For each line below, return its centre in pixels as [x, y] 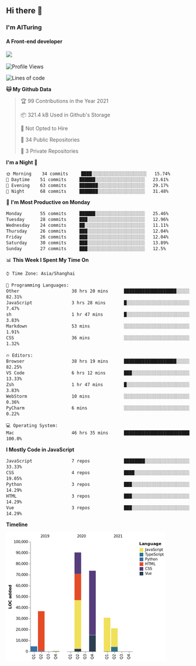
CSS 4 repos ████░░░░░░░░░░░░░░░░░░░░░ [98, 472]
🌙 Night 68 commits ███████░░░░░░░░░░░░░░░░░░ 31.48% [87, 191]
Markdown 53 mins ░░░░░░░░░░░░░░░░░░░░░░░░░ [98, 326]
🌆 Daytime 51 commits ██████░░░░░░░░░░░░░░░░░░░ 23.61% [87, 180]
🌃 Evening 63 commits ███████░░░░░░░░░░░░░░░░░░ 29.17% [87, 185]
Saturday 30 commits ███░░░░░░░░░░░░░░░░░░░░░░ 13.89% [87, 243]
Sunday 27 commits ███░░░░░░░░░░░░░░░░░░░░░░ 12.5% [86, 249]
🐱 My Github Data [29, 89]
